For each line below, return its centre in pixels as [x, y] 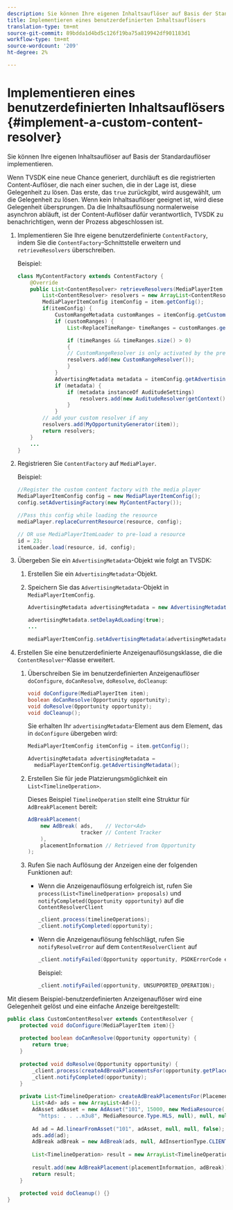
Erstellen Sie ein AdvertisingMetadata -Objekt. [93, 574]
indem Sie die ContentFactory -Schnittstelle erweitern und [99, 242]
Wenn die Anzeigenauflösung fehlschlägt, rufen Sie [111, 939]
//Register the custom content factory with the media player [109, 490]
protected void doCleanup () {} [65, 1193]
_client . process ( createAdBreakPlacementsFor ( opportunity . [118, 1071]
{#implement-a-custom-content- [105, 123]
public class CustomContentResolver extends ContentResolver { [101, 1019]
